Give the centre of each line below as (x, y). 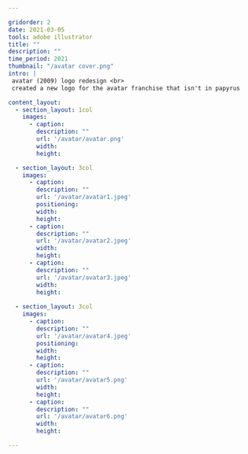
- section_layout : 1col (54, 110)
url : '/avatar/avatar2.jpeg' (84, 241)
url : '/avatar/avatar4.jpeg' (84, 336)
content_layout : (35, 102)
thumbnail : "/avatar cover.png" (61, 66)
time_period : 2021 (38, 59)
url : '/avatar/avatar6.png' (82, 417)
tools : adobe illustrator (50, 37)
